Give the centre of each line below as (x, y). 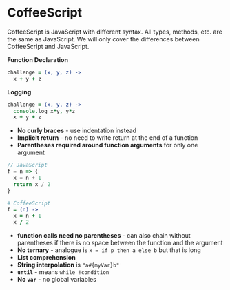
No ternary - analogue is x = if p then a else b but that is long (109, 250)
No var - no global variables (56, 280)
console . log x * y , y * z (44, 111)
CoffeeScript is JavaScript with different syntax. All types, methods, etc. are (115, 32)
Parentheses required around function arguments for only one (107, 145)
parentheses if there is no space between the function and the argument (120, 243)
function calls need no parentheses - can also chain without (104, 236)
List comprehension (46, 258)
